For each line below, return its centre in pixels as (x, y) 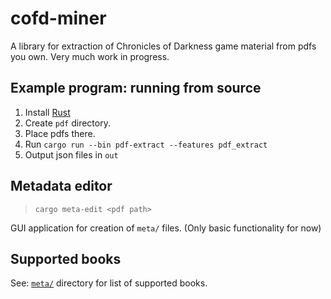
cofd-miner (58, 18)
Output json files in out (71, 154)
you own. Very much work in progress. (90, 56)
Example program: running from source (136, 88)
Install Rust (47, 112)
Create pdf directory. (67, 123)
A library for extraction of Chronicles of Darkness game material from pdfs (163, 46)
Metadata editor (61, 186)
